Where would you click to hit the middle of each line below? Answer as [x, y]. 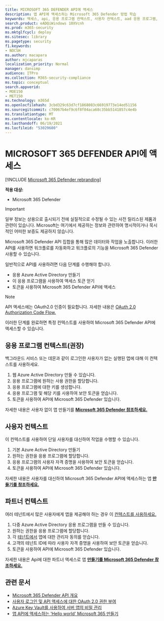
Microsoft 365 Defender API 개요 [45, 595]
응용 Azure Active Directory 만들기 [46, 275]
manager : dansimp [23, 69]
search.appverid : [23, 87]
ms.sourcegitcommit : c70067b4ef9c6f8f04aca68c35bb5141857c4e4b [71, 110]
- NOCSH [13, 50]
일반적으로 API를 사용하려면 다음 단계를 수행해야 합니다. [58, 264]
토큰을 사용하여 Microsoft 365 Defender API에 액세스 [64, 287]
